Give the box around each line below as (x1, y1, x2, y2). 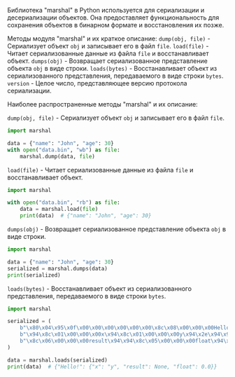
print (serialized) (7, 271, 61, 279)
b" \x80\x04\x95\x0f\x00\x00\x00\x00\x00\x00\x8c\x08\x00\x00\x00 (20, 324, 215, 331)
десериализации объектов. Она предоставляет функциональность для (7, 13, 220, 22)
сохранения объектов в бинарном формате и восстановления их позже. (7, 21, 225, 29)
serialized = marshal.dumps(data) (7, 265, 108, 272)
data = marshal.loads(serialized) (7, 357, 108, 364)
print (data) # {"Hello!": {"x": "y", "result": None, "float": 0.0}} (7, 363, 218, 370)
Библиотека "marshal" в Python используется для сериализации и (7, 6, 205, 14)
